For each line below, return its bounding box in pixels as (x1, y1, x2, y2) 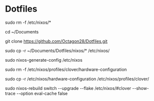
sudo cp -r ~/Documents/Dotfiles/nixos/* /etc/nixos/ (5, 48, 110, 53)
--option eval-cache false (16, 90, 68, 96)
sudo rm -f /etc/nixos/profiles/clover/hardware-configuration (5, 67, 127, 72)
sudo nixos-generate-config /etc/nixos (5, 57, 83, 63)
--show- (132, 85, 149, 91)
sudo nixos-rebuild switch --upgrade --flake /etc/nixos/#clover (5, 85, 131, 91)
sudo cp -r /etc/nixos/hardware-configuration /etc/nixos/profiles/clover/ (5, 76, 149, 82)
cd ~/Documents (5, 29, 39, 34)
